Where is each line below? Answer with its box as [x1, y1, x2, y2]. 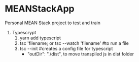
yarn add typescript [19, 35, 61, 41]
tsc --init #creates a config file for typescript [19, 45, 113, 51]
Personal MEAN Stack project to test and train [5, 20, 101, 26]
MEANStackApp [5, 3, 75, 15]
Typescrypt [12, 29, 37, 35]
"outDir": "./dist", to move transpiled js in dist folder [27, 51, 134, 57]
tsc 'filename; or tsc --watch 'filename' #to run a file [19, 40, 129, 46]
